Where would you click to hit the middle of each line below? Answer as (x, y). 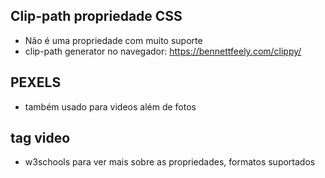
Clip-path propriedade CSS (96, 16)
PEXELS (36, 82)
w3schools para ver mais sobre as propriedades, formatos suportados (170, 162)
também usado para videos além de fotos (110, 106)
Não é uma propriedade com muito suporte (113, 40)
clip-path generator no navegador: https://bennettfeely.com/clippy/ (163, 51)
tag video (40, 138)
